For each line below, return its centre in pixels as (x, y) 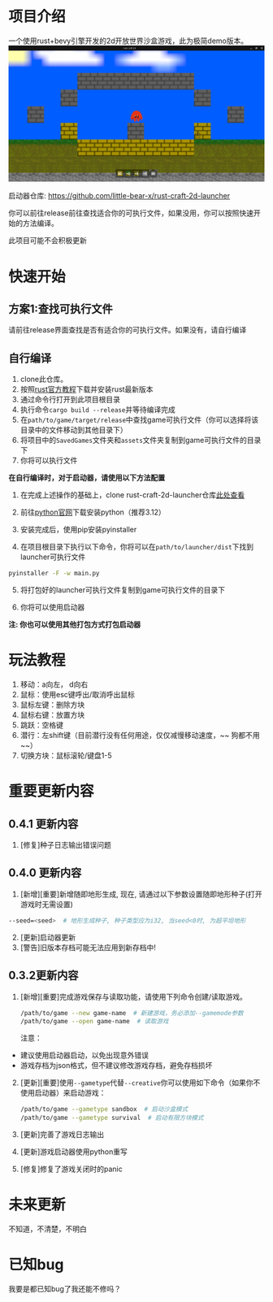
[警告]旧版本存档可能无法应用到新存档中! (88, 947)
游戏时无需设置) (46, 904)
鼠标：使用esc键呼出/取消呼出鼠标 (78, 695)
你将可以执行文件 (49, 461)
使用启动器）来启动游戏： (63, 1093)
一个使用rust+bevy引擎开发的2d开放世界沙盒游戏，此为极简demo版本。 (128, 41)
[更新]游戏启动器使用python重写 (74, 1152)
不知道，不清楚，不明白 (48, 1229)
